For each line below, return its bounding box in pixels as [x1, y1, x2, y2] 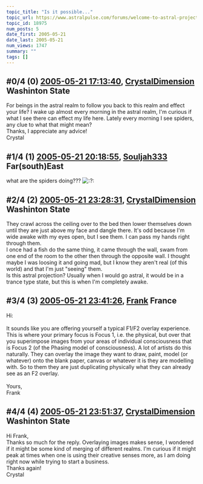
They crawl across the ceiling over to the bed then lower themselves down [6, 220, 192, 228]
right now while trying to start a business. [6, 458, 110, 465]
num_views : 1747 [6, 43, 47, 49]
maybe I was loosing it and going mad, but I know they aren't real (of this [6, 259, 187, 267]
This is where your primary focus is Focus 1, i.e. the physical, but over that [6, 331, 191, 338]
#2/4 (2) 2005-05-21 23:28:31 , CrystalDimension [6, 194, 196, 205]
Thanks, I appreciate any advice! [6, 128, 88, 135]
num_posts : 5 [6, 25, 39, 32]
